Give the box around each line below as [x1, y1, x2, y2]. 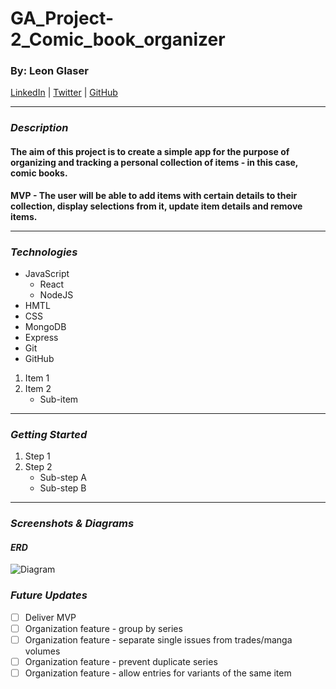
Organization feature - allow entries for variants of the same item [24, 667, 292, 679]
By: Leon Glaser [10, 64, 89, 78]
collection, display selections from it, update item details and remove [10, 200, 303, 212]
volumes [24, 645, 61, 657]
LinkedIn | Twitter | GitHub [10, 87, 118, 99]
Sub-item [39, 393, 79, 405]
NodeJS [39, 288, 74, 301]
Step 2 [24, 461, 53, 473]
